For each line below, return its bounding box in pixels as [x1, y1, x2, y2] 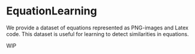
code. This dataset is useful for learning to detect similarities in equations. [6, 30, 189, 37]
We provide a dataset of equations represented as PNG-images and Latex [6, 24, 189, 31]
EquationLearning [6, 4, 97, 18]
